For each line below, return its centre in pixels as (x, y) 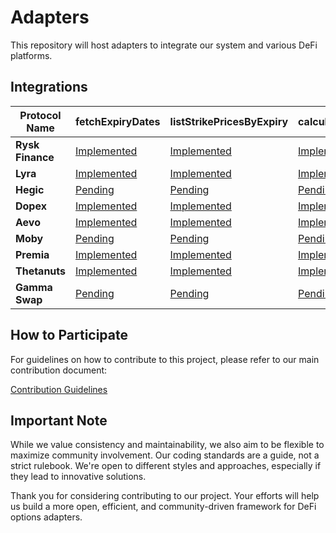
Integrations (49, 87)
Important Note (59, 420)
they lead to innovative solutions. (78, 477)
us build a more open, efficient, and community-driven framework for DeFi (163, 507)
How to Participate (69, 335)
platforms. (31, 55)
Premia (32, 254)
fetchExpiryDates (118, 121)
